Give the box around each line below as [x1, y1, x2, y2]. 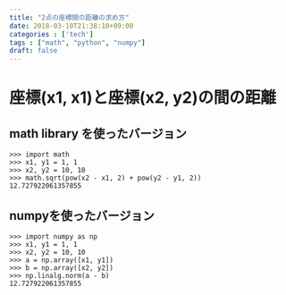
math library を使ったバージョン [9, 126, 188, 141]
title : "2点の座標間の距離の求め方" [9, 13, 130, 22]
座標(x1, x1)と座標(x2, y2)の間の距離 [9, 88, 277, 108]
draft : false [9, 46, 58, 55]
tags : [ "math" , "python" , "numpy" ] [9, 38, 146, 47]
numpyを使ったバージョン [9, 207, 155, 223]
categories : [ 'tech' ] [9, 29, 94, 38]
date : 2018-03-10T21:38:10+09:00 [9, 21, 134, 30]
